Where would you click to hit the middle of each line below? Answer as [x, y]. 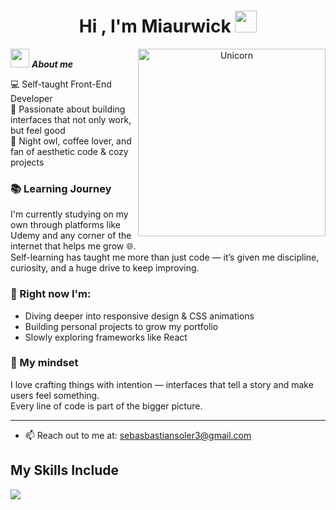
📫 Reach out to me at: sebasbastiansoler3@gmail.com [138, 435]
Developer [31, 98]
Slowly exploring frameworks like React [106, 337]
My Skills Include [64, 470]
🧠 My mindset [44, 363]
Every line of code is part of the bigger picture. [106, 406]
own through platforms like [65, 225]
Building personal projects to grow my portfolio [121, 326]
